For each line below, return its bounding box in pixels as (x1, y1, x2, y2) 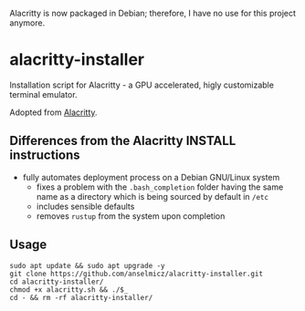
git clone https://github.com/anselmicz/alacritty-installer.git (9, 269, 263, 278)
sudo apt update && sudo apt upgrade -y (9, 261, 166, 270)
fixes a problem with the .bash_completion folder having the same (36, 181, 284, 192)
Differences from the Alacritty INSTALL (9, 133, 237, 149)
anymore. (9, 17, 46, 28)
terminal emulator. (9, 88, 78, 99)
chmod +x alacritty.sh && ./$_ (9, 285, 129, 295)
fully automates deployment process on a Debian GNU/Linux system (22, 171, 280, 182)
